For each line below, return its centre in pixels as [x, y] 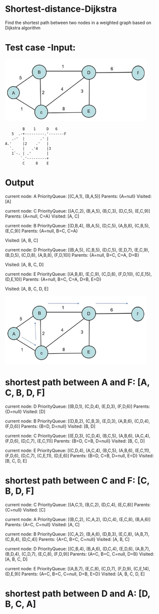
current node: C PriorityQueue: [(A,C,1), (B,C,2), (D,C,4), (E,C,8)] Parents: [78, 504]
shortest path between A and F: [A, [77, 382]
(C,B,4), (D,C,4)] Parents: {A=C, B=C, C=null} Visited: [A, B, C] [68, 539]
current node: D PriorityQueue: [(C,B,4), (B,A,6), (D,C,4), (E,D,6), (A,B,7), [78, 549]
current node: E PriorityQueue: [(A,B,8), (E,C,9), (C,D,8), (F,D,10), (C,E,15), [79, 274]
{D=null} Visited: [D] [25, 411]
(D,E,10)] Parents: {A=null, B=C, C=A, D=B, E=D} [53, 279]
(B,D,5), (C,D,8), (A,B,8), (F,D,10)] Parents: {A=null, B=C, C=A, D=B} [72, 255]
